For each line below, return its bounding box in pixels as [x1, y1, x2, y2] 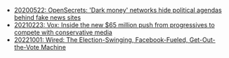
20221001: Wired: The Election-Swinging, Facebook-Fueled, [13, 36, 188, 44]
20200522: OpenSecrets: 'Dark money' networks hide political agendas [13, 6, 223, 14]
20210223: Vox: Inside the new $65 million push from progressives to [13, 21, 216, 29]
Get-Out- [189, 36, 216, 44]
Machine [41, 43, 67, 51]
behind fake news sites [13, 13, 81, 22]
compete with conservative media [13, 28, 112, 36]
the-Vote [13, 43, 40, 51]
